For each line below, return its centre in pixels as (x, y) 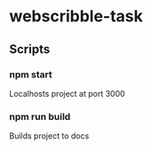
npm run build (40, 116)
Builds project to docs (49, 136)
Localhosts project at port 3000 (68, 93)
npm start (31, 75)
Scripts (30, 49)
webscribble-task (76, 16)
